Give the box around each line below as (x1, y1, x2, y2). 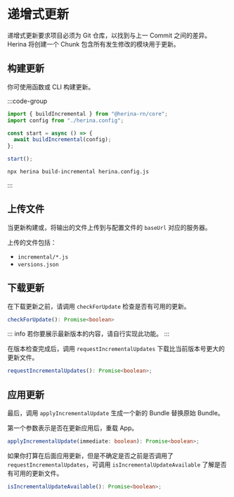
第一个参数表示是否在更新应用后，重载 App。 (7, 424, 138, 432)
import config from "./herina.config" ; (7, 117, 124, 124)
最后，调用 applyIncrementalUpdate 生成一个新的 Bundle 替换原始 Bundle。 (7, 409, 224, 417)
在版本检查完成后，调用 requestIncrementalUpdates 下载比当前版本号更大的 (7, 345, 225, 353)
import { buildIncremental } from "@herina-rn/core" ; (7, 110, 169, 117)
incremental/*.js (17, 253, 69, 261)
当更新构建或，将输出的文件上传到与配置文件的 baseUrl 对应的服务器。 (7, 223, 212, 231)
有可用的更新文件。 (7, 469, 63, 477)
